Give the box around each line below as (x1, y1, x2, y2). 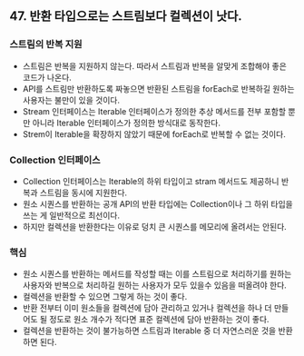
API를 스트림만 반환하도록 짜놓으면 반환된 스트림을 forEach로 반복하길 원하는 (22, 83, 295, 94)
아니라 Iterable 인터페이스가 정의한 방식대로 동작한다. (32, 117, 221, 128)
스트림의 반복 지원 (9, 38, 83, 51)
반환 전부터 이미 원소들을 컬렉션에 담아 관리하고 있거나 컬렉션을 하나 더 (22, 302, 272, 313)
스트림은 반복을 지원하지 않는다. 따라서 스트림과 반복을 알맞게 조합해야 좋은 (22, 60, 288, 71)
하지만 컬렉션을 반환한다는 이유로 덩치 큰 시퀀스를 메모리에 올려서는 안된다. (22, 221, 288, 232)
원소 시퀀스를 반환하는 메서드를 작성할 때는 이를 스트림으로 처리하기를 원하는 (22, 269, 292, 280)
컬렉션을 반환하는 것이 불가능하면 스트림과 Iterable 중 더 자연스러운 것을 (22, 325, 277, 336)
